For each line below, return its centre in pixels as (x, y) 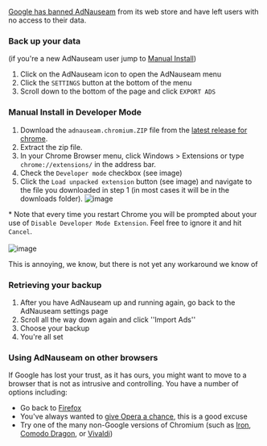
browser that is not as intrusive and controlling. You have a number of (123, 384)
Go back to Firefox (51, 408)
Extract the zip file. (51, 147)
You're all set (41, 336)
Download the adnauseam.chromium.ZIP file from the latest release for (133, 130)
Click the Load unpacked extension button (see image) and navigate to (136, 181)
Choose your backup (55, 328)
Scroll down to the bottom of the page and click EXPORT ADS (117, 91)
